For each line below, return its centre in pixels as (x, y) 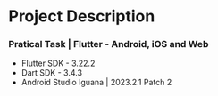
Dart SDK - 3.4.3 (51, 73)
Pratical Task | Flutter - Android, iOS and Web (109, 44)
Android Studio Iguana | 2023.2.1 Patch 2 (96, 83)
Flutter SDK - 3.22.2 (58, 63)
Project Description (82, 16)
